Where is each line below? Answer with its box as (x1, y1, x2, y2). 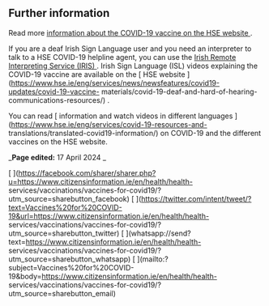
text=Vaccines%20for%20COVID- (8, 202, 123, 212)
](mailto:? (137, 254, 169, 264)
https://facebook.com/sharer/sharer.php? (18, 168, 156, 177)
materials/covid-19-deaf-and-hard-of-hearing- (100, 87, 258, 96)
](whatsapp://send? (125, 228, 192, 238)
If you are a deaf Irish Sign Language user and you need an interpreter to (8, 44, 252, 53)
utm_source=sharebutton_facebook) (8, 193, 130, 203)
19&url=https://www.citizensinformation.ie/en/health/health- (8, 210, 209, 221)
